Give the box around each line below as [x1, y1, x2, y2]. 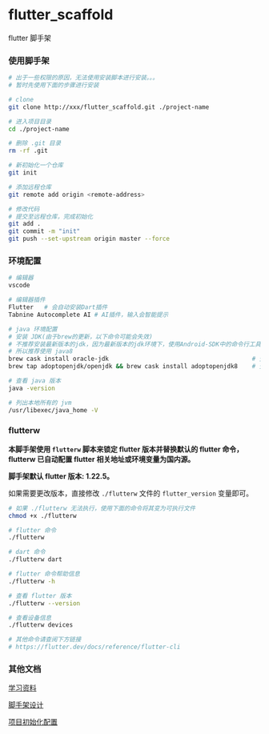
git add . [8, 220, 42, 228]
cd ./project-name [8, 125, 70, 133]
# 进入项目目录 [8, 118, 52, 126]
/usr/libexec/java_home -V [8, 406, 98, 414]
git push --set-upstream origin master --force [8, 235, 171, 243]
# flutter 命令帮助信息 [8, 570, 80, 578]
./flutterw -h [8, 577, 56, 585]
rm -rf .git [8, 146, 48, 155]
